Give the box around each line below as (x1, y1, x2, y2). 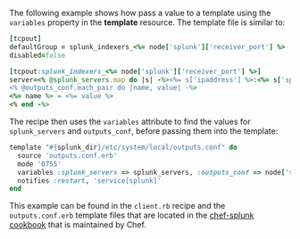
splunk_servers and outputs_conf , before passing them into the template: (9, 126, 279, 136)
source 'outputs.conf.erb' (17, 151, 118, 160)
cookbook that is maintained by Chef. (9, 219, 147, 230)
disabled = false (9, 51, 66, 60)
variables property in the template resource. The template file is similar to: (9, 17, 286, 28)
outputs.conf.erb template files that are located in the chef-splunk (9, 210, 254, 221)
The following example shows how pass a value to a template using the (9, 8, 271, 18)
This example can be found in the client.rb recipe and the (9, 201, 226, 211)
